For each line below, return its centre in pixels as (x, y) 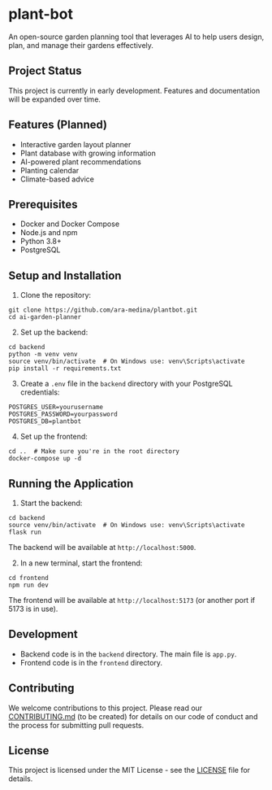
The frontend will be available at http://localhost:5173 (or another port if (132, 600)
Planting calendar (50, 170)
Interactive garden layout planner (76, 144)
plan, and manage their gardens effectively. (81, 45)
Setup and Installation (65, 275)
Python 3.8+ (41, 242)
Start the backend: (51, 503)
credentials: (40, 392)
